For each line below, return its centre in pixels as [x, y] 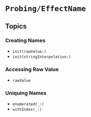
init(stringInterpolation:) [41, 57]
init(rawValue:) [29, 51]
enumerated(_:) [28, 104]
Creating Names [25, 40]
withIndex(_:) [27, 110]
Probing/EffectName [45, 9]
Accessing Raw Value [32, 69]
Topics [16, 26]
